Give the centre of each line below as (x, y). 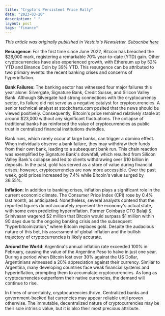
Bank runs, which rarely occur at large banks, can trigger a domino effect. (80, 139)
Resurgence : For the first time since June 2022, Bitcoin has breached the (80, 52)
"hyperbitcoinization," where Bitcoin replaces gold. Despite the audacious (80, 226)
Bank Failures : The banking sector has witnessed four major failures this (79, 87)
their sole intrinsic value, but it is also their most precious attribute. (72, 309)
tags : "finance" (22, 28)
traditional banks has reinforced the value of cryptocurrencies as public (77, 124)
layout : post (18, 23)
